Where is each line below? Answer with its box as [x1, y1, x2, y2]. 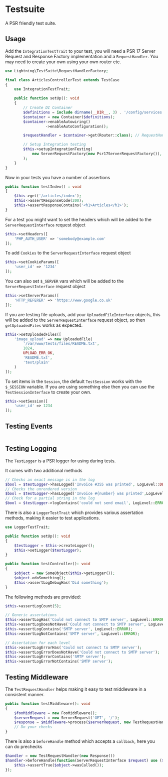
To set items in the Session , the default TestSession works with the [5, 378, 142, 384]
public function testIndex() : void [5, 184, 81, 189]
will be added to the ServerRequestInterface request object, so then [5, 317, 145, 323]
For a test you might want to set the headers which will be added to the [5, 216, 151, 222]
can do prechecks [5, 744, 42, 750]
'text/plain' [23, 360, 50, 365]
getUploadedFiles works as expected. [5, 322, 83, 328]
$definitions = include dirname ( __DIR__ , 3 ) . [23, 109, 122, 115]
